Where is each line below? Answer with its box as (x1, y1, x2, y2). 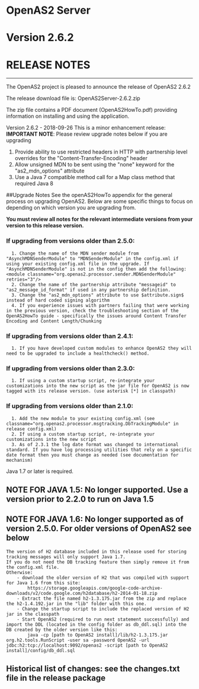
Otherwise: (6, 569, 33, 575)
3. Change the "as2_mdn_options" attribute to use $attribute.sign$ (11, 292, 184, 298)
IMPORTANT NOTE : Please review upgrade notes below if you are (6, 130, 168, 137)
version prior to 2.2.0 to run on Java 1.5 (6, 494, 154, 504)
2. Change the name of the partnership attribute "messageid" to (11, 281, 176, 287)
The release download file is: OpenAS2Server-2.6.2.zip (6, 95, 140, 102)
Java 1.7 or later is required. (6, 468, 74, 475)
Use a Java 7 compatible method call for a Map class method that (14, 174, 175, 181)
